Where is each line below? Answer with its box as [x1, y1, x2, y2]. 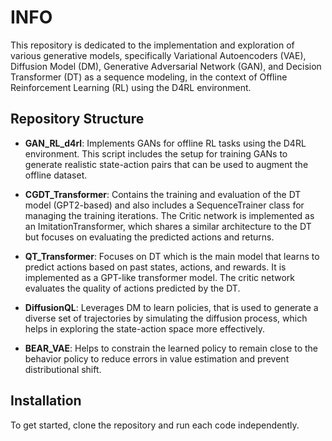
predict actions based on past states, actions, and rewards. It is [24, 261, 287, 273]
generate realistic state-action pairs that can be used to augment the [24, 158, 309, 170]
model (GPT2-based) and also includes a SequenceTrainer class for [24, 199, 305, 211]
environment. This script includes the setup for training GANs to [24, 147, 288, 160]
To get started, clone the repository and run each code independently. [10, 419, 300, 431]
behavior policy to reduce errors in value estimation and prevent [24, 352, 290, 365]
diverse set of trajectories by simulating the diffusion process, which [24, 312, 308, 324]
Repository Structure [10, 111, 145, 128]
